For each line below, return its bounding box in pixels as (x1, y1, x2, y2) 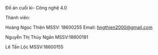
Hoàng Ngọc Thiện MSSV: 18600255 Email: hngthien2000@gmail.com (5, 24, 153, 30)
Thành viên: (5, 15, 30, 20)
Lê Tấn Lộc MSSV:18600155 (5, 44, 64, 50)
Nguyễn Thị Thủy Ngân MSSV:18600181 (5, 34, 88, 40)
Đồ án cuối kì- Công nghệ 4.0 (5, 5, 67, 11)
